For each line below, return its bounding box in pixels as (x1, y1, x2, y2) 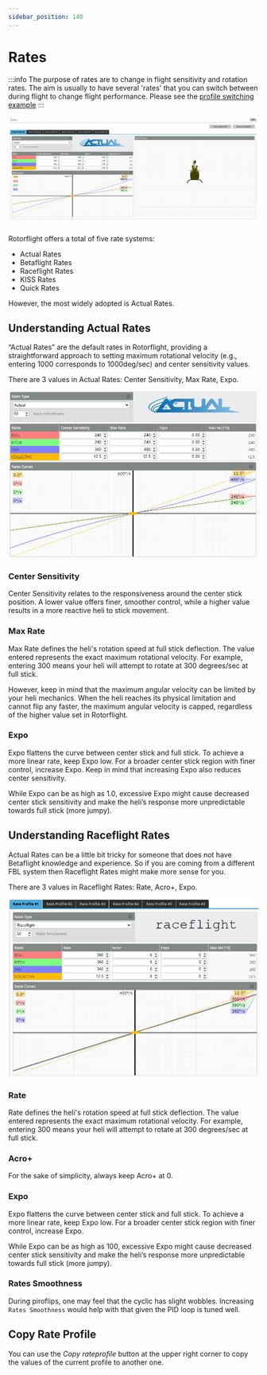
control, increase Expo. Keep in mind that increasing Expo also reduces (8, 764, 242, 774)
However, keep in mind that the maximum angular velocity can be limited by (8, 685, 256, 694)
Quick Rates (19, 283, 60, 292)
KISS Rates (19, 275, 56, 284)
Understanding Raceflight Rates (8, 829, 170, 842)
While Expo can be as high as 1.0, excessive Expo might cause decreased (8, 788, 250, 798)
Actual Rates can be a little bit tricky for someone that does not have (8, 850, 232, 859)
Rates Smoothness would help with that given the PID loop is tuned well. (8, 1304, 241, 1314)
